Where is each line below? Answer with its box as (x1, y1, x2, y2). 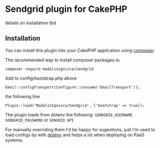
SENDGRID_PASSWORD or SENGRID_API (5, 117, 74, 123)
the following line (5, 93, 40, 99)
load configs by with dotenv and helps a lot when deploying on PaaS (5, 132, 145, 138)
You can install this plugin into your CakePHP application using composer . (5, 47, 156, 53)
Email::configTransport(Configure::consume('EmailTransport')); (5, 85, 140, 90)
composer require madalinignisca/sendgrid (5, 66, 94, 71)
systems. (5, 137, 24, 143)
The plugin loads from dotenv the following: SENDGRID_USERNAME (5, 111, 133, 117)
